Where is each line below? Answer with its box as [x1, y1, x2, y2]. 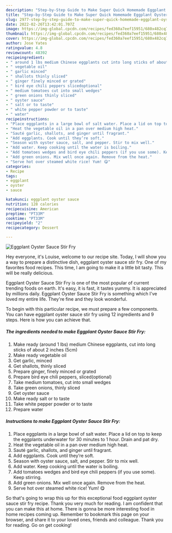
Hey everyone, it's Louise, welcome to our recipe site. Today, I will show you [6, 253, 166, 260]
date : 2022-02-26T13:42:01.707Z [6, 21, 75, 27]
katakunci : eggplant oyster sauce [6, 197, 80, 202]
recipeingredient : [6, 55, 45, 60]
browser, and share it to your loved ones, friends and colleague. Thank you [6, 516, 164, 523]
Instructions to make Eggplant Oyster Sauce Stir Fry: [6, 418, 120, 424]
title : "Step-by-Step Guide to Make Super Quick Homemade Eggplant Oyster [6, 12, 168, 17]
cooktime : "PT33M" [6, 216, 45, 221]
